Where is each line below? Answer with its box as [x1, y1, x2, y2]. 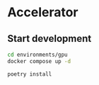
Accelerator [7, 4, 78, 21]
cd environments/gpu [7, 51, 69, 58]
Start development [7, 33, 92, 45]
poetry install [7, 70, 52, 78]
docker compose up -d [7, 57, 71, 64]
